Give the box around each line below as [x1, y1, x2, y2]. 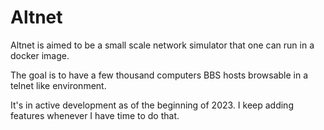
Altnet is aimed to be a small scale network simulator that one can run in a [10, 39, 315, 51]
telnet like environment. [10, 79, 107, 91]
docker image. [10, 49, 70, 61]
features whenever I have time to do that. [10, 109, 180, 121]
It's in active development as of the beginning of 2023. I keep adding [10, 99, 294, 111]
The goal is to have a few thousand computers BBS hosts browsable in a [10, 69, 309, 81]
